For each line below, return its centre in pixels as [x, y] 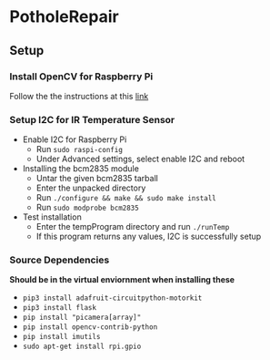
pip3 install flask [60, 308]
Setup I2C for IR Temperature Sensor [92, 119]
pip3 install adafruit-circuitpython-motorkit [112, 298]
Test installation [52, 217]
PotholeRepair [65, 17]
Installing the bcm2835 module [80, 169]
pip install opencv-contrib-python [90, 327]
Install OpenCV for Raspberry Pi [81, 77]
